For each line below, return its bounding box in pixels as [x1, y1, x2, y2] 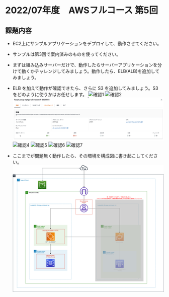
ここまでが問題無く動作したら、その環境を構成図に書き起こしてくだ [12, 153, 153, 159]
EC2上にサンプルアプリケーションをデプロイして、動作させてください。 [12, 41, 162, 46]
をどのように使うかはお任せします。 [12, 92, 87, 97]
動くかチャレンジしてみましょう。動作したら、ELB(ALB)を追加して [21, 68, 160, 74]
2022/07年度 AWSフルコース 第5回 [5, 5, 158, 16]
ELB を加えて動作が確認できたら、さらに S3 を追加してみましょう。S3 [12, 85, 158, 91]
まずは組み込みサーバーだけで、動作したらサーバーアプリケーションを [12, 62, 158, 68]
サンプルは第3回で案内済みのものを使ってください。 [12, 51, 121, 57]
